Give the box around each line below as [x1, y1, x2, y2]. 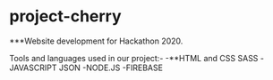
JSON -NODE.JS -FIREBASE [58, 62, 164, 73]
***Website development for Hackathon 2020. [9, 36, 183, 46]
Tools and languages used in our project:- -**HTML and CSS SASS [9, 52, 259, 63]
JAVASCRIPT [9, 62, 57, 73]
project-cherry [9, 6, 123, 27]
